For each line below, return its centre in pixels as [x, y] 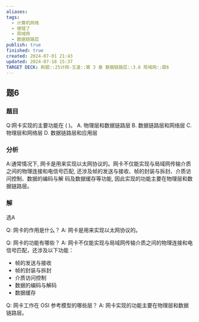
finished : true [25, 51]
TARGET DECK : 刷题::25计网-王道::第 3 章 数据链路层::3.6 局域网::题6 [88, 67]
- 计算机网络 [26, 23]
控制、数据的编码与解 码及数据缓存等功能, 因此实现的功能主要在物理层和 [99, 179]
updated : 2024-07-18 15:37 [40, 61]
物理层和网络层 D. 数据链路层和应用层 [52, 133]
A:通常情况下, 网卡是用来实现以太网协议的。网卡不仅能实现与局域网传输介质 [99, 164]
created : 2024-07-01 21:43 [40, 56]
